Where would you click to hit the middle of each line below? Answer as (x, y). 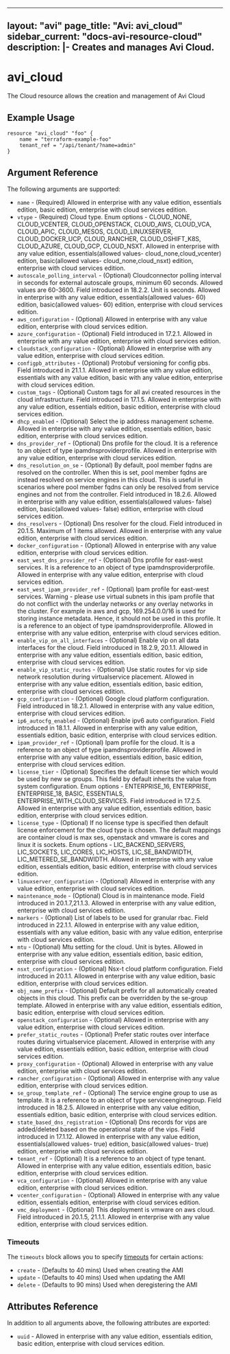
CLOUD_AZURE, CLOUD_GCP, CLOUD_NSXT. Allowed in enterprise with (118, 246)
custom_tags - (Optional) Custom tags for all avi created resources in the (119, 392)
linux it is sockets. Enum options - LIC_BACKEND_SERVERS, (101, 844)
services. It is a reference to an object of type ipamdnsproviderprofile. (116, 567)
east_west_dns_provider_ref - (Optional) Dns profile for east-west (110, 560)
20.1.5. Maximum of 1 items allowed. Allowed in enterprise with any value (119, 530)
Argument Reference (53, 172)
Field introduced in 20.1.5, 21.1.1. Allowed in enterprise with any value (113, 1217)
